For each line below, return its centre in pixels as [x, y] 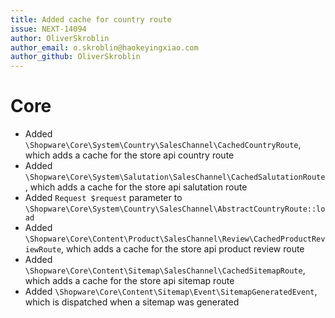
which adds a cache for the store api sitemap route [129, 281]
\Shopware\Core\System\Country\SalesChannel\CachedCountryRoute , [163, 145]
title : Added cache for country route [91, 19]
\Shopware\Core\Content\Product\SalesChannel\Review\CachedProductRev [175, 239]
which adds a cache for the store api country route [129, 155]
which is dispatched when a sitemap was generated [132, 302]
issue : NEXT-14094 [48, 29]
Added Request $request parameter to [103, 198]
